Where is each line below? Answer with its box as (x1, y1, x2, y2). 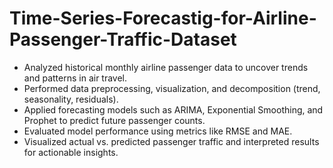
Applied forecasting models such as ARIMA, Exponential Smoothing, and (23, 103, 324, 116)
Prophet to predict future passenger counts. (23, 114, 206, 126)
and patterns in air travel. (23, 72, 128, 84)
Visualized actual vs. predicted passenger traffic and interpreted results (23, 135, 320, 147)
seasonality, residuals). (23, 93, 119, 105)
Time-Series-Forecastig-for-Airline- (9, 7, 317, 30)
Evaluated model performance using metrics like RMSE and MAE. (23, 125, 293, 137)
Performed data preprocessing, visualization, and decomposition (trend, (23, 82, 321, 94)
